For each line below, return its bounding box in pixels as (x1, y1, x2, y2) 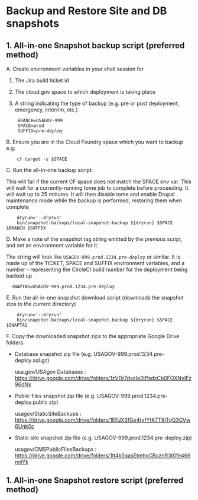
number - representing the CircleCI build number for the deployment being (6, 266, 188, 273)
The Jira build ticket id (14, 77, 69, 84)
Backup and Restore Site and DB (6, 4, 167, 18)
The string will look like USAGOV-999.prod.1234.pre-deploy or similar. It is (6, 253, 181, 260)
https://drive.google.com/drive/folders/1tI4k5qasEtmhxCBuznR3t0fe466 (14, 452, 191, 459)
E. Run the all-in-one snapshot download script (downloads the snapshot (6, 294, 184, 301)
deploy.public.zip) (14, 399, 59, 406)
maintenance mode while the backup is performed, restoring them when (6, 197, 182, 204)
